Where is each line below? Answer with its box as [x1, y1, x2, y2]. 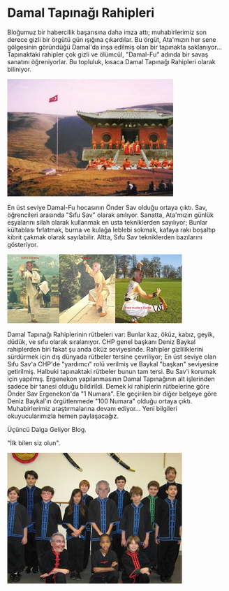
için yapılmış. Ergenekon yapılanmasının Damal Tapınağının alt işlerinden [7, 375, 215, 383]
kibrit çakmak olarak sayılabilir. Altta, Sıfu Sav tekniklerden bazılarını [7, 232, 202, 241]
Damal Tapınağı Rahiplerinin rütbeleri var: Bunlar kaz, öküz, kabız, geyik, [7, 330, 215, 338]
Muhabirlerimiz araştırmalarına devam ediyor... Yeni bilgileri [7, 404, 178, 412]
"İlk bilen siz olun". [7, 438, 61, 447]
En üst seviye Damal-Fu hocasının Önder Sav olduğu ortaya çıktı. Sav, [7, 203, 207, 211]
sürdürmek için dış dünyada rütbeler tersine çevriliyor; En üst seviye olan [7, 352, 216, 361]
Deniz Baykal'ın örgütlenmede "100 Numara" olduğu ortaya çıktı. [7, 396, 193, 405]
